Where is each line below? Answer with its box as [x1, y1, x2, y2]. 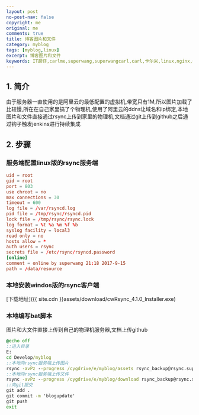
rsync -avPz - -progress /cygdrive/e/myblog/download [6, 377, 139, 382]
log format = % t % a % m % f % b [6, 222, 78, 228]
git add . [6, 388, 31, 394]
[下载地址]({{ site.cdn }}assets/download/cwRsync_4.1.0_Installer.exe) [6, 296, 176, 303]
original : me [6, 25, 38, 31]
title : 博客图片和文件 [6, 36, 56, 42]
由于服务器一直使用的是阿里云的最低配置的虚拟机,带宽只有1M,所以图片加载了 [6, 98, 192, 105]
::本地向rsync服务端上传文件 [6, 371, 69, 377]
